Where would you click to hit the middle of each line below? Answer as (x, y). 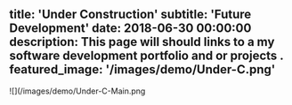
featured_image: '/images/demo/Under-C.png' (142, 70)
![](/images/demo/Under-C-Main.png (77, 91)
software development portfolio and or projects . (146, 56)
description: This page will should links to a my (142, 42)
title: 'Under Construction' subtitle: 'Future (130, 15)
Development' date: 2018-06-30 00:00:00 (130, 29)
